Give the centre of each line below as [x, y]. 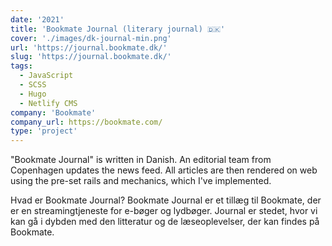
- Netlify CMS [48, 103]
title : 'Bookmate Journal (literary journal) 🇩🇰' [118, 29]
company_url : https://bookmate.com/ [86, 122]
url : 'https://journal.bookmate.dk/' [89, 47]
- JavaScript [46, 76]
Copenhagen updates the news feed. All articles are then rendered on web [164, 170]
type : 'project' [44, 131]
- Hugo [33, 94]
